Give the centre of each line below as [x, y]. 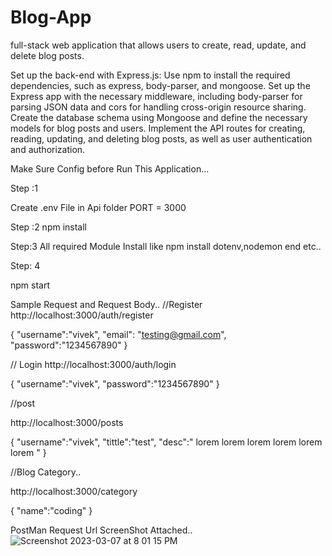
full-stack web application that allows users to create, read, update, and [158, 45]
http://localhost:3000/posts [67, 422]
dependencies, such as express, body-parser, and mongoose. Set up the [160, 85]
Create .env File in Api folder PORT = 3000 [98, 207]
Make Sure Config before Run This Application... [110, 168]
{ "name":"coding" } [51, 510]
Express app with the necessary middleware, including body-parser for [156, 96]
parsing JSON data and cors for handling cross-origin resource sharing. [158, 107]
